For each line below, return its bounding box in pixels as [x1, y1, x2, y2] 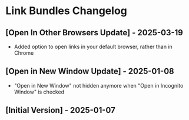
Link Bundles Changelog [5, 4, 127, 18]
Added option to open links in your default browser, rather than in [14, 43, 173, 50]
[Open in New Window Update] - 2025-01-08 [5, 66, 174, 76]
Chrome [14, 49, 34, 56]
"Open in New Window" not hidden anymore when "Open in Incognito [14, 82, 184, 89]
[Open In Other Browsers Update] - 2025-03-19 [5, 28, 183, 38]
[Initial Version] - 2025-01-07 [5, 105, 115, 115]
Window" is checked [14, 88, 65, 95]
